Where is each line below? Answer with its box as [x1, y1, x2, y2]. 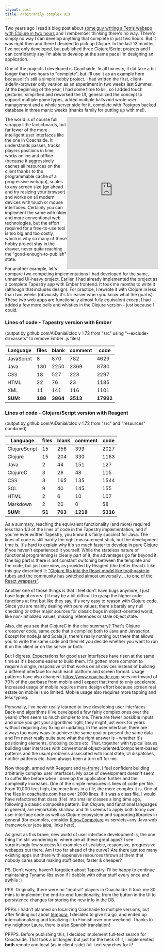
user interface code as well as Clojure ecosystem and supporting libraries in [5, 812, 157, 818]
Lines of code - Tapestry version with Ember [5, 319, 112, 326]
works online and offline [5, 152, 53, 158]
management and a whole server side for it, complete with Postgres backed [5, 102, 156, 108]
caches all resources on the [5, 163, 61, 169]
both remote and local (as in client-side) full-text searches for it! [5, 942, 133, 948]
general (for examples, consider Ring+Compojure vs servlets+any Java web [5, 817, 157, 823]
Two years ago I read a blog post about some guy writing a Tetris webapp [5, 25, 152, 31]
